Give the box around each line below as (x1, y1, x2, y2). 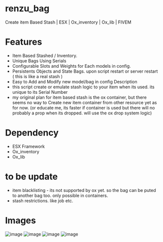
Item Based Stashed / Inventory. (12, 53, 77, 58)
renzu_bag (5, 3, 50, 14)
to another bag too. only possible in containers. (12, 192, 108, 198)
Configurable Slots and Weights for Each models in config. (12, 63, 131, 69)
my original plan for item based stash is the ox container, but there (12, 94, 147, 100)
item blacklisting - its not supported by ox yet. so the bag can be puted (12, 187, 156, 193)
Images (5, 215, 36, 226)
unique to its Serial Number (12, 89, 68, 95)
